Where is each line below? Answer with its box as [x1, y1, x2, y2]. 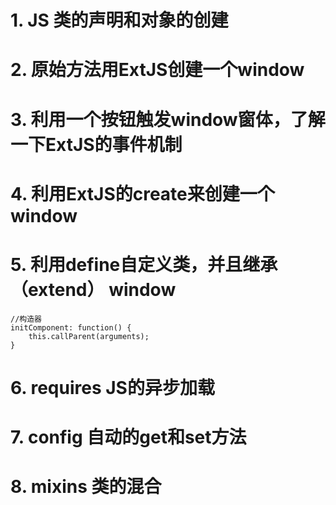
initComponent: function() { [10, 322, 132, 333]
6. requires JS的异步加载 [10, 376, 215, 399]
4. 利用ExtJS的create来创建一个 [10, 182, 275, 205]
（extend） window [10, 278, 177, 301]
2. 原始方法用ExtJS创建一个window [10, 59, 305, 81]
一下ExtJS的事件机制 [10, 133, 183, 156]
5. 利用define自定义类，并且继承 [10, 253, 278, 276]
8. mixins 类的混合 [10, 476, 162, 498]
